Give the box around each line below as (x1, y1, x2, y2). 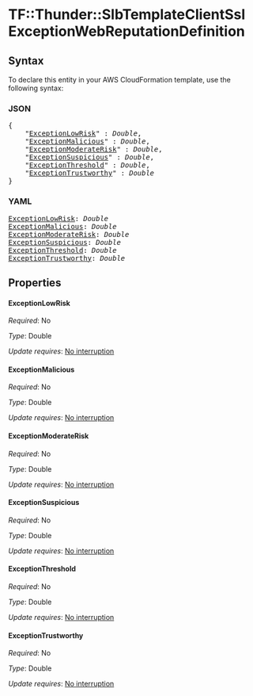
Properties (8, 276, 62, 289)
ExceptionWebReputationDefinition (8, 22, 245, 40)
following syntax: (8, 83, 64, 93)
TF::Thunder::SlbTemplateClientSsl (8, 6, 246, 24)
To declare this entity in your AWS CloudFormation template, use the (8, 75, 231, 84)
